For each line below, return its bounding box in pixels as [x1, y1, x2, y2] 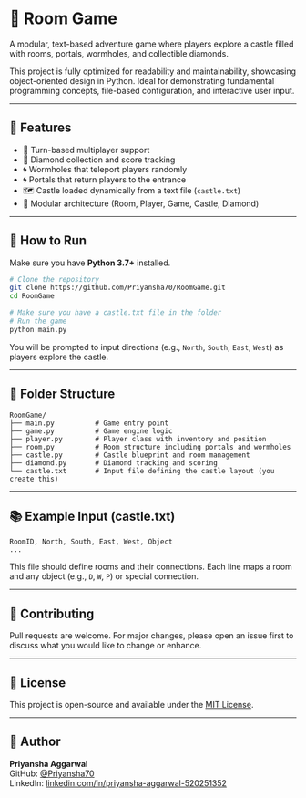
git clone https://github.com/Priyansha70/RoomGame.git [9, 283, 226, 293]
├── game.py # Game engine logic [9, 426, 173, 436]
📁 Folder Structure [9, 387, 116, 402]
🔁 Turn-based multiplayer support [22, 144, 150, 155]
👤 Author [9, 734, 61, 750]
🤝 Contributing [9, 606, 95, 621]
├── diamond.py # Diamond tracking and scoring [9, 458, 219, 468]
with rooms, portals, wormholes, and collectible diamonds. [9, 47, 229, 58]
